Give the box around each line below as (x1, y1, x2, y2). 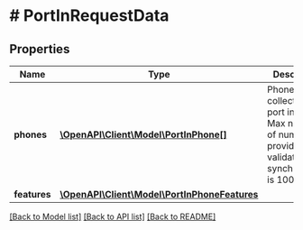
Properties (9, 41, 70, 57)
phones (14, 128, 48, 141)
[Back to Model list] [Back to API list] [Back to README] (9, 211, 216, 222)
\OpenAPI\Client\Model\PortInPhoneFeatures (60, 189, 259, 200)
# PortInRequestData (9, 5, 170, 26)
